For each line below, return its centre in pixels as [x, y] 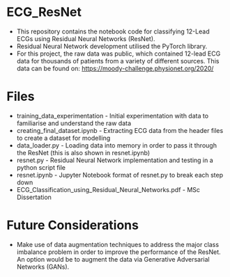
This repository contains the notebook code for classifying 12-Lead [113, 31]
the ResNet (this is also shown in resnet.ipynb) [83, 152]
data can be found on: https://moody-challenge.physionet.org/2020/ [115, 68]
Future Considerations [72, 225]
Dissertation [34, 197]
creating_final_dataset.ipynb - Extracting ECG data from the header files [120, 130]
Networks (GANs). [43, 267]
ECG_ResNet [44, 12]
